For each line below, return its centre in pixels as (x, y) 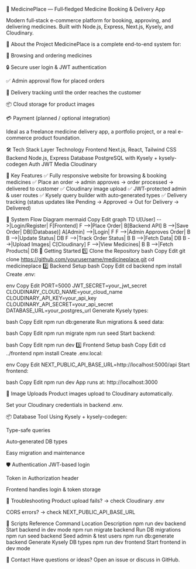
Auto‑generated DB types (37, 441)
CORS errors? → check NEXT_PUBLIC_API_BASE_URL (71, 512)
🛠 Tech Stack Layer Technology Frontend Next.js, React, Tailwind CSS (91, 150)
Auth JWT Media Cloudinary (63, 164)
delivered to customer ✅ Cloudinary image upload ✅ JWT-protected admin (96, 188)
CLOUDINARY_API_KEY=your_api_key (51, 298)
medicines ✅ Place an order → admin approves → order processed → (90, 182)
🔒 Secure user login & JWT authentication (56, 67)
